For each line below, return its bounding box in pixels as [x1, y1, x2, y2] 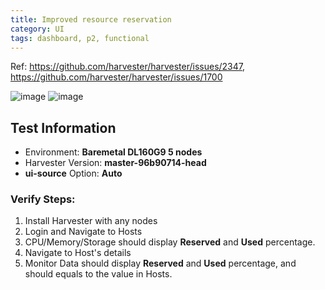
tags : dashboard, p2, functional [10, 33, 150, 43]
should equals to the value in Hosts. [24, 268, 173, 280]
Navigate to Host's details [24, 247, 132, 259]
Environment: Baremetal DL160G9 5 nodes [24, 146, 203, 158]
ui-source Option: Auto [24, 167, 123, 180]
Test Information [10, 119, 117, 136]
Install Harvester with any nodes [24, 215, 158, 227]
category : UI [10, 24, 65, 34]
